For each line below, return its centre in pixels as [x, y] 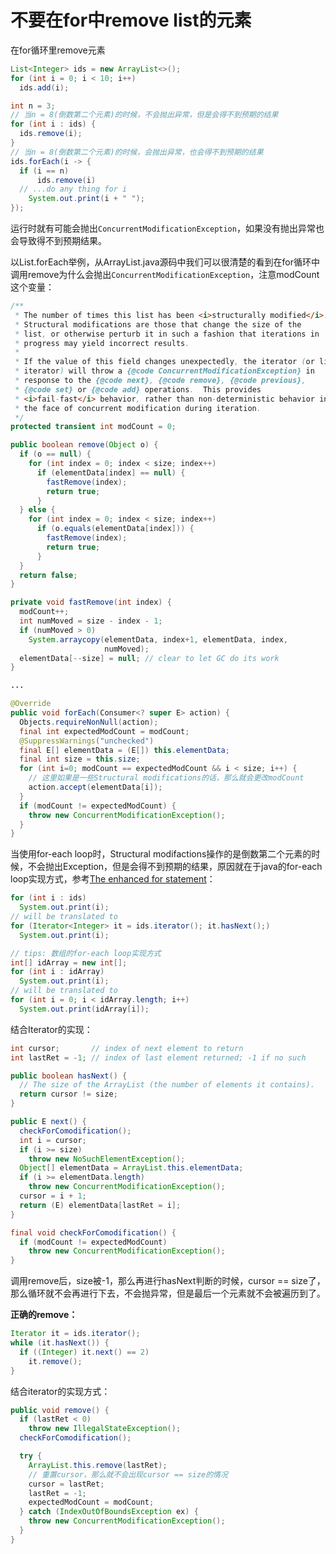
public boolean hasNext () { [69, 1076]
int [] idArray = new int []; [69, 962]
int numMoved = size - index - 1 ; [91, 621]
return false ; [48, 575]
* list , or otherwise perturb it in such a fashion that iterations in [167, 334]
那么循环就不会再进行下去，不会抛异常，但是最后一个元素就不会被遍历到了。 [168, 1293]
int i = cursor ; [53, 1140]
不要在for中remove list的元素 [131, 20]
